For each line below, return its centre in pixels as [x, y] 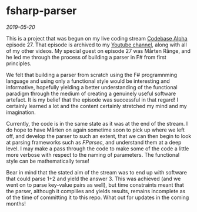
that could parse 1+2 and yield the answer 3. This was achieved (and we [94, 179]
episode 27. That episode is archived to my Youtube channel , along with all [96, 45]
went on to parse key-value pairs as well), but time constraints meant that [95, 185]
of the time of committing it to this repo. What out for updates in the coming [98, 197]
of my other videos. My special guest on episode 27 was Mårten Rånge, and [98, 51]
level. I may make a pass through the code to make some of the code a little [98, 149]
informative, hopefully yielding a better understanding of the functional [92, 87]
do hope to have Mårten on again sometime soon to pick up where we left [96, 130]
